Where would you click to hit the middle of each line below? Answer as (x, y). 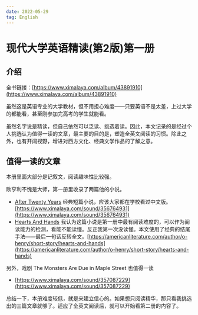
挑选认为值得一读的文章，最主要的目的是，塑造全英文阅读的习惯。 (91, 133)
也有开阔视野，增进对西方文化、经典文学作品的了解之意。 (86, 141)
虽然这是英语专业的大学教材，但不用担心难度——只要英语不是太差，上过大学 (99, 106)
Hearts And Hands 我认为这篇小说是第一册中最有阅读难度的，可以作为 (100, 222)
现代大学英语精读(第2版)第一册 (80, 48)
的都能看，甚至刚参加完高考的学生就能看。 (58, 114)
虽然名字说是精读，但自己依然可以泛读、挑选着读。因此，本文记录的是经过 (96, 126)
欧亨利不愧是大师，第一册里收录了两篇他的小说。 (65, 189)
